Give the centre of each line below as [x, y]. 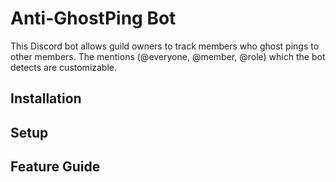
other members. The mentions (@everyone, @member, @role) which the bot [168, 56]
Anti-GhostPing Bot [93, 18]
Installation [46, 98]
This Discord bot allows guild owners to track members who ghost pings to [165, 46]
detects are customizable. [64, 67]
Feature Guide [55, 167]
